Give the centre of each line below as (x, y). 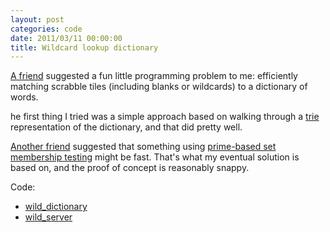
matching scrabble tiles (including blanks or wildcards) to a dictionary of (159, 87)
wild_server (48, 217)
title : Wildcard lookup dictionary (84, 47)
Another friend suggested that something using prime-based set (143, 147)
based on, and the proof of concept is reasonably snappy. (130, 168)
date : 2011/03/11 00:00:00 (66, 38)
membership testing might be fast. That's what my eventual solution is (155, 157)
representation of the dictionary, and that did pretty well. (126, 127)
